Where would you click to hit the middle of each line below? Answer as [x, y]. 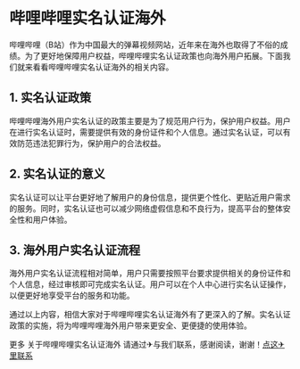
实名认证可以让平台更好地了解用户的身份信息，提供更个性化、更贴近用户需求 [150, 197]
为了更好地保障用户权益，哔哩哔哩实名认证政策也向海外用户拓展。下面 [154, 55]
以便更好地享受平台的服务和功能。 [72, 296]
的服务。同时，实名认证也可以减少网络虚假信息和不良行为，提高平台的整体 [146, 208]
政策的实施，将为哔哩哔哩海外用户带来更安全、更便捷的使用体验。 [130, 325]
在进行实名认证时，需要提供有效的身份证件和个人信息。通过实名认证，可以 [146, 132]
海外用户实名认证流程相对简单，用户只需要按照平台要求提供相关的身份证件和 [150, 274]
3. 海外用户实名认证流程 [75, 250]
